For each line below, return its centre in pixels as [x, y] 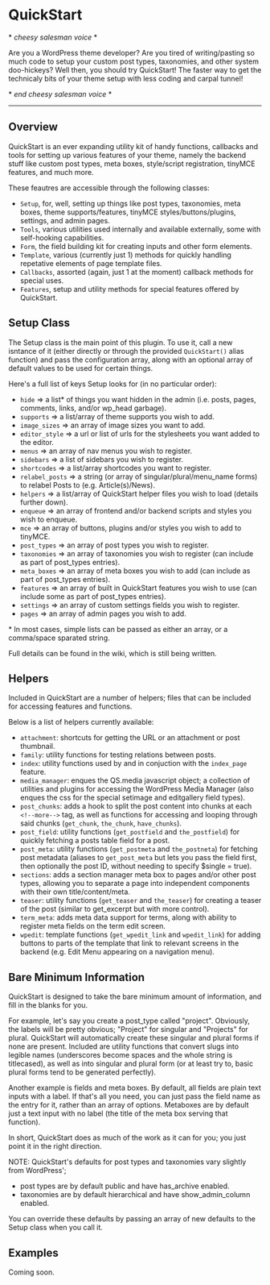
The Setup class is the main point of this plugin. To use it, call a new [121, 342]
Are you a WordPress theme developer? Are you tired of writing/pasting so [132, 52]
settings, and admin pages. [65, 220]
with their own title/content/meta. [75, 892]
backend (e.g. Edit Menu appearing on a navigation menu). [117, 952]
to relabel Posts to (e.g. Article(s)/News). [87, 484]
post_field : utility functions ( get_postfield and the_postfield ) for [130, 832]
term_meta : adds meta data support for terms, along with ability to [128, 917]
